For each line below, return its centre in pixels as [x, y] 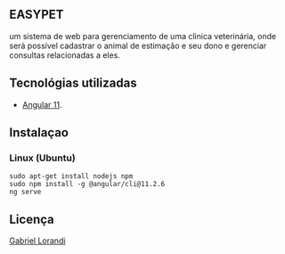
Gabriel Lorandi [37, 241]
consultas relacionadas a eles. [65, 55]
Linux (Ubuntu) [42, 158]
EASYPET [37, 15]
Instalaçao [39, 133]
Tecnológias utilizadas [73, 83]
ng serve [25, 192]
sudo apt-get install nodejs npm [71, 176]
